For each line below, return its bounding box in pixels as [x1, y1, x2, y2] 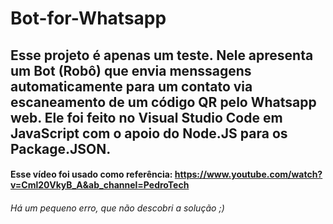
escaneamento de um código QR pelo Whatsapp [10, 93, 317, 111]
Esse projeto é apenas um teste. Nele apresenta [10, 47, 314, 64]
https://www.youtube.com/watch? [174, 168, 323, 181]
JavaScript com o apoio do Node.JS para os [10, 125, 288, 142]
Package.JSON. [10, 140, 112, 157]
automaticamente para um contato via [10, 78, 253, 95]
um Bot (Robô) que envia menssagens [10, 62, 252, 79]
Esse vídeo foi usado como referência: [10, 168, 173, 181]
